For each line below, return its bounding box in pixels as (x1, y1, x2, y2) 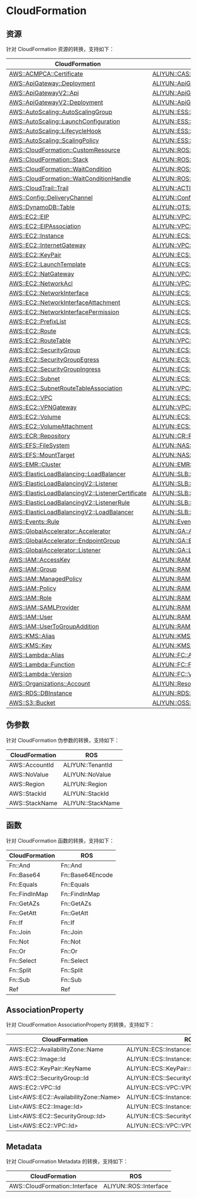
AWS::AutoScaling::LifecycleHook (9, 127, 101, 135)
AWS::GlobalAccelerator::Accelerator (9, 527, 111, 535)
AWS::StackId (9, 789, 47, 797)
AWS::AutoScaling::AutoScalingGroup (9, 108, 113, 116)
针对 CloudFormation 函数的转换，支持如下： (6, 837, 115, 844)
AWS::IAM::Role (9, 594, 52, 602)
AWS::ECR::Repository (9, 432, 70, 440)
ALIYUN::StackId (63, 789, 109, 797)
